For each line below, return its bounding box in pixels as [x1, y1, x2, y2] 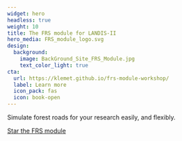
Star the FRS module [7, 126, 66, 135]
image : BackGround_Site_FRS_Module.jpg [19, 56, 135, 63]
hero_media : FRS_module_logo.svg [7, 36, 104, 43]
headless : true [7, 17, 51, 24]
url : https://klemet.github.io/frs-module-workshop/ [13, 74, 169, 82]
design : [7, 42, 30, 49]
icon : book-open [13, 94, 60, 101]
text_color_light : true [19, 62, 89, 69]
